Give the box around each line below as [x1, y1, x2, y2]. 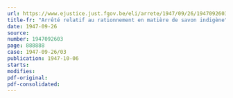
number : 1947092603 [7, 36, 64, 43]
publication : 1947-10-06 [7, 55, 79, 62]
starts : [7, 61, 30, 68]
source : [7, 29, 30, 37]
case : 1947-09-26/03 [7, 49, 67, 56]
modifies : [7, 68, 36, 75]
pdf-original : [7, 74, 49, 81]
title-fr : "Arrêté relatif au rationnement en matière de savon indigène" [7, 17, 228, 23]
